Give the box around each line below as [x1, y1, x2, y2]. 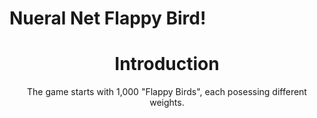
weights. [149, 97, 185, 109]
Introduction [114, 53, 220, 76]
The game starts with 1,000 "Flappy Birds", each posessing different [27, 86, 307, 98]
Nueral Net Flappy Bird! [9, 7, 207, 30]
